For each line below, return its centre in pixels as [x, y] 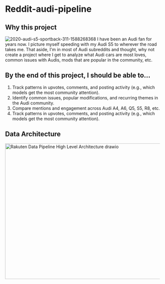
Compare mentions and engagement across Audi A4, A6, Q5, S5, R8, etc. [86, 108]
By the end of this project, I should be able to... [78, 76]
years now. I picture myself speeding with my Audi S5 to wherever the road [81, 44]
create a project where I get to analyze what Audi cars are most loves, [76, 55]
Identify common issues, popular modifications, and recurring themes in [85, 97]
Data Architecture [33, 134]
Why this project [31, 27]
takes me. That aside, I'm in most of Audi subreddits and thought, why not [80, 49]
